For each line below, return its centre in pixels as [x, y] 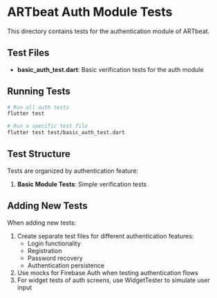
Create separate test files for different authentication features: [105, 236]
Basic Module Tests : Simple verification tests [82, 184]
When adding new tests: [42, 223]
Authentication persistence [66, 265]
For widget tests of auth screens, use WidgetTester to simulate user [114, 280]
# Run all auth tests [38, 107]
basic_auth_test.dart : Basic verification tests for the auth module [110, 69]
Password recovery [55, 258]
